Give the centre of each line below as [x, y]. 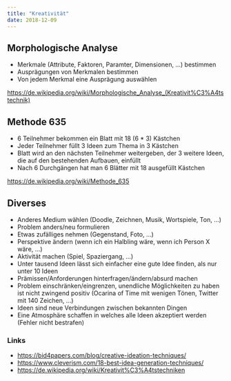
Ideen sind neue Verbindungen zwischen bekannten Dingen [102, 308]
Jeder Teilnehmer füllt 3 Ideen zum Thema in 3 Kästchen [98, 146]
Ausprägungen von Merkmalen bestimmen [78, 72]
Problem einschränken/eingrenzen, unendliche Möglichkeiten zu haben [118, 286]
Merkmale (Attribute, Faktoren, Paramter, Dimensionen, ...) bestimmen [117, 65]
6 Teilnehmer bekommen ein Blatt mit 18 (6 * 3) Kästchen [99, 138]
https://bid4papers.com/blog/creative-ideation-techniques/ [102, 355]
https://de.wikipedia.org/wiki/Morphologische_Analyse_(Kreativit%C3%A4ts [115, 93]
